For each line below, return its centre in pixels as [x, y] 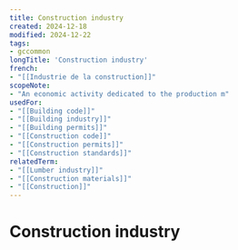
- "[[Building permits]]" [58, 128]
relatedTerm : [34, 161]
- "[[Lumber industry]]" [56, 170]
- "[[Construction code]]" [60, 136]
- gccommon [30, 52]
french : [24, 69]
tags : [20, 43]
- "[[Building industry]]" [60, 119]
